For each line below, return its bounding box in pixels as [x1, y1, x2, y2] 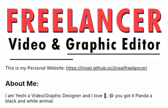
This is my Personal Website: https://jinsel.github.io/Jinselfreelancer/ [5, 65, 147, 71]
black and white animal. [5, 98, 54, 104]
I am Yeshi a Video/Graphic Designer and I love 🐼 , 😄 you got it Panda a [5, 92, 152, 99]
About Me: [5, 79, 39, 88]
